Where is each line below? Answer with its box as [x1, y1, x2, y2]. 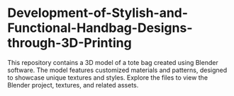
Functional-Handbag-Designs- [7, 20, 193, 36]
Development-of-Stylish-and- [7, 5, 189, 21]
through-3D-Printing [7, 35, 133, 51]
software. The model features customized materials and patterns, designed [7, 66, 228, 74]
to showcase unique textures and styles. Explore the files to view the [7, 73, 208, 82]
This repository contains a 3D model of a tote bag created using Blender [7, 58, 218, 66]
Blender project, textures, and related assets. [7, 80, 139, 89]
